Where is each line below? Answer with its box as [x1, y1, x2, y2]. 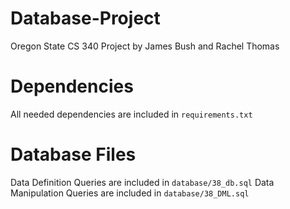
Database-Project [10, 7, 161, 30]
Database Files [10, 143, 137, 166]
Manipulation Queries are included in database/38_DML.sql [10, 187, 250, 199]
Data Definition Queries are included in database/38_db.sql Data [10, 176, 275, 188]
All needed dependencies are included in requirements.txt [10, 108, 253, 120]
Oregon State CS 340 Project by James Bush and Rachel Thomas [10, 40, 280, 52]
